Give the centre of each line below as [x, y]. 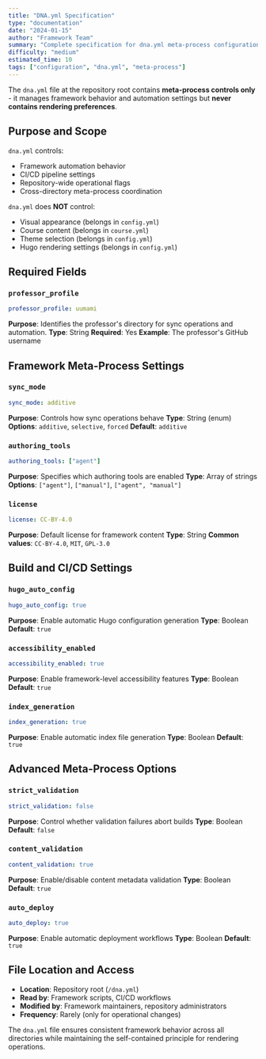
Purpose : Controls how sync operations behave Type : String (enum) [120, 417]
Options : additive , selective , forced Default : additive [98, 426]
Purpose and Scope [57, 131]
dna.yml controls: [36, 150]
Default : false [32, 829]
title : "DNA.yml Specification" [61, 15]
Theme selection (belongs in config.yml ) [86, 238]
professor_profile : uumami [53, 309]
